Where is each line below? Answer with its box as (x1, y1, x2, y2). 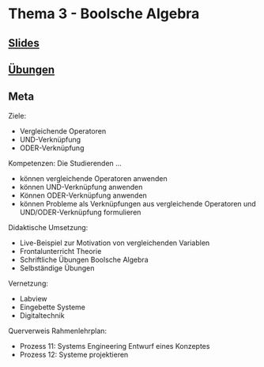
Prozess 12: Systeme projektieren (19, 350, 129, 359)
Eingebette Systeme (19, 302, 85, 312)
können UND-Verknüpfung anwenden (19, 182, 143, 191)
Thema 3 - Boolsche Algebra (8, 5, 200, 23)
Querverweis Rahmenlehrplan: (8, 326, 107, 335)
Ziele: (8, 111, 26, 120)
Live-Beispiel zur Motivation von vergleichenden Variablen (19, 238, 210, 248)
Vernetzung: (8, 278, 49, 288)
